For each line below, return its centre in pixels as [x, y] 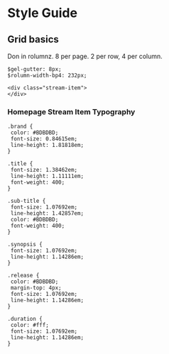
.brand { [20, 127]
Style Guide [43, 13]
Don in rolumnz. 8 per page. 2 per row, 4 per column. [85, 56]
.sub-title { [27, 201]
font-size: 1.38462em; [44, 170]
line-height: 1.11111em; [47, 176]
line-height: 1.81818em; [47, 145]
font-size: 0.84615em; [44, 139]
